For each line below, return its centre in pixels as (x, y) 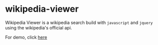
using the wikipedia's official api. (39, 27)
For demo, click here (26, 37)
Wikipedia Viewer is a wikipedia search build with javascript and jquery (79, 22)
